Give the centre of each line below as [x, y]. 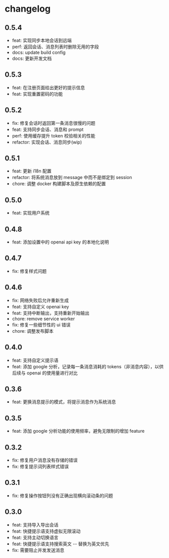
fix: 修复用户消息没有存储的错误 [45, 460]
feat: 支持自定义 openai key [40, 306]
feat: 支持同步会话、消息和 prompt [48, 129]
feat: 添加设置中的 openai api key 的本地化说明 [60, 242]
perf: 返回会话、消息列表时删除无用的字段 [55, 47]
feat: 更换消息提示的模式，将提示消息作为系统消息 [64, 402]
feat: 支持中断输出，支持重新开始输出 [51, 313]
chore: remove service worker [44, 319]
